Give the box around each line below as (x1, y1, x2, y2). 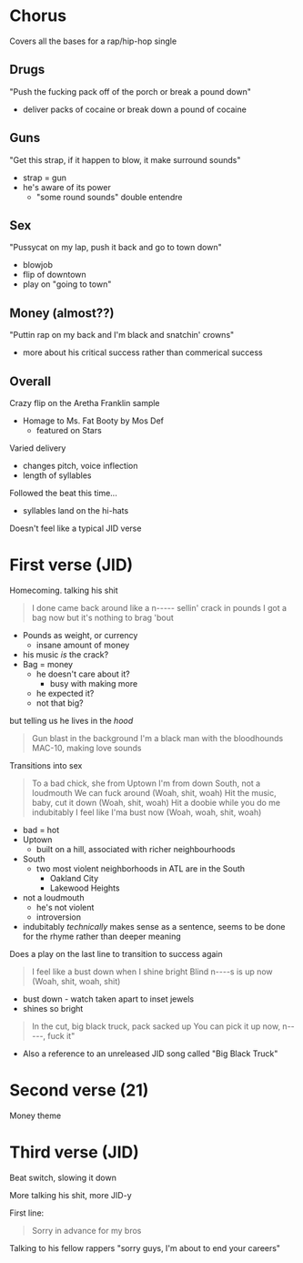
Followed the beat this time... (9, 488, 118, 498)
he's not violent (35, 901, 95, 912)
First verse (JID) (9, 555, 134, 575)
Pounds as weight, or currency (22, 629, 138, 640)
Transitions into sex (9, 759, 83, 770)
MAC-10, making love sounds (31, 742, 142, 753)
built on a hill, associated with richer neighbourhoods (35, 843, 236, 854)
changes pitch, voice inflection (22, 461, 138, 471)
